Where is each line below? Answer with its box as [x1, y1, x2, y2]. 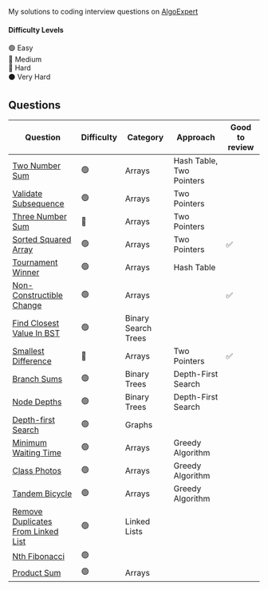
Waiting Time [12, 447, 62, 458]
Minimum [12, 438, 48, 449]
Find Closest [12, 318, 60, 329]
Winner [12, 267, 40, 278]
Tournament [12, 257, 58, 268]
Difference [12, 356, 52, 367]
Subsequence [12, 199, 65, 210]
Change [12, 300, 42, 311]
